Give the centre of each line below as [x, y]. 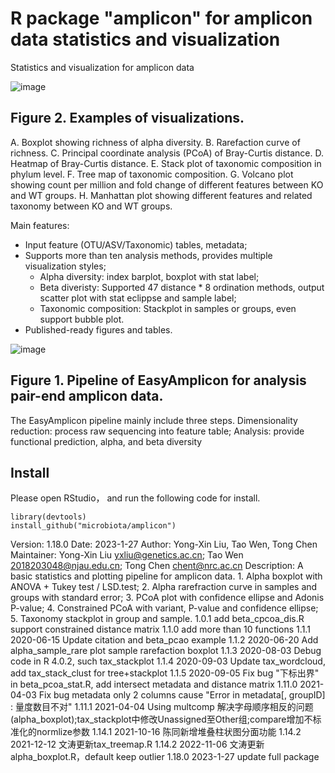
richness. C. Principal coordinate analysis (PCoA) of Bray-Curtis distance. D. [167, 153]
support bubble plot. [82, 319]
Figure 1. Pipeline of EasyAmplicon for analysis [158, 380]
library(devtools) [48, 517]
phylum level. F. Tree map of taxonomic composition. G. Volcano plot [152, 174]
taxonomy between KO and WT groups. [91, 206]
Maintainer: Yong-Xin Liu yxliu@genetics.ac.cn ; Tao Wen [127, 555]
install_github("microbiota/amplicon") [93, 526]
